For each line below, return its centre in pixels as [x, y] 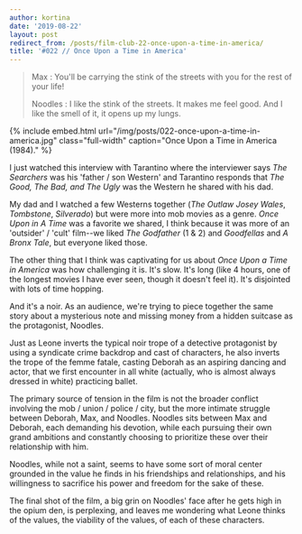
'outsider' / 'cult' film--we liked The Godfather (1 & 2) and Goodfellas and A [149, 233]
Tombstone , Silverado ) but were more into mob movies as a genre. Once [144, 214]
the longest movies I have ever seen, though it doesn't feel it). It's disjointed [150, 280]
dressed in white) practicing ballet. [73, 382]
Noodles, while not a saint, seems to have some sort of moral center [136, 465]
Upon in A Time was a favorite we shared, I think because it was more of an [150, 224]
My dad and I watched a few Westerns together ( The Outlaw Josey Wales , [147, 205]
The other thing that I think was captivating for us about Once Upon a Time [149, 260]
